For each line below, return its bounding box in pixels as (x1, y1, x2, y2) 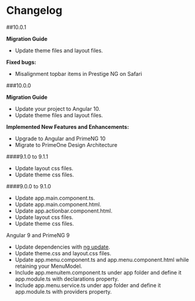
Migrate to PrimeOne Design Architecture (14, 141, 117, 148)
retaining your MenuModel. (14, 262, 82, 270)
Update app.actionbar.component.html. (14, 207, 113, 214)
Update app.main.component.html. (14, 200, 102, 208)
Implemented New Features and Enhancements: (6, 123, 129, 130)
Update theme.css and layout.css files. (14, 249, 111, 256)
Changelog (6, 4, 63, 17)
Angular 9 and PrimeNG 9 (6, 231, 70, 238)
